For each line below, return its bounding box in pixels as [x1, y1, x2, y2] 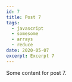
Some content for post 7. [6, 69, 67, 76]
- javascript [11, 25, 44, 31]
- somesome [11, 31, 39, 37]
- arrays [11, 36, 33, 42]
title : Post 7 [6, 14, 42, 20]
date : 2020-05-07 [6, 48, 49, 53]
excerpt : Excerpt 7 [6, 53, 55, 59]
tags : [6, 20, 20, 26]
